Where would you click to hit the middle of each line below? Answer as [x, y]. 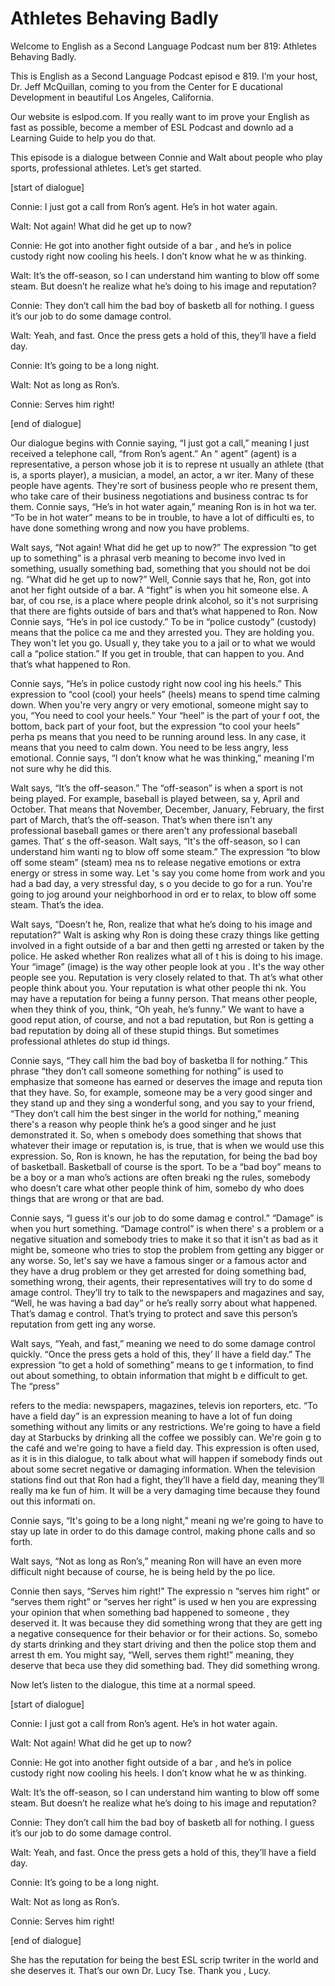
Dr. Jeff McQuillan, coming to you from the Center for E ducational [146, 86]
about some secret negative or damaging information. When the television [163, 1469]
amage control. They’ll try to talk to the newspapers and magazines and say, [167, 1292]
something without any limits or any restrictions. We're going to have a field [165, 1426]
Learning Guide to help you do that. [83, 138]
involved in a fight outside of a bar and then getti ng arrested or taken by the [167, 945]
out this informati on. [53, 1501]
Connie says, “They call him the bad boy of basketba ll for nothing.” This [159, 1060]
